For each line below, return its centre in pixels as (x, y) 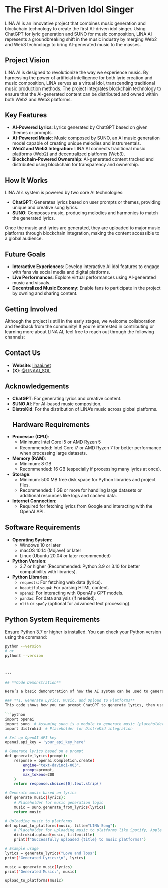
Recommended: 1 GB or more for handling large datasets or (81, 490)
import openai (20, 719)
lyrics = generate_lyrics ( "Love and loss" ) (51, 853)
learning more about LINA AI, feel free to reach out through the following (80, 332)
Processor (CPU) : (31, 437)
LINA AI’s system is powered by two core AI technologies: (64, 193)
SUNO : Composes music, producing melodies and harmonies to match (85, 213)
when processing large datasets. (53, 453)
